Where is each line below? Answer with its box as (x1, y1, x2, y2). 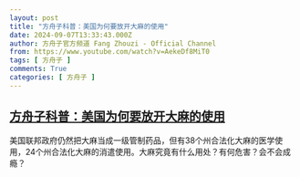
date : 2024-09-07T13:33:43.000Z (9, 30, 132, 39)
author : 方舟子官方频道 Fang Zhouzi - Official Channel (9, 38, 217, 48)
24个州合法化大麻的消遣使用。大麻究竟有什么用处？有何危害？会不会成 (25, 146, 292, 157)
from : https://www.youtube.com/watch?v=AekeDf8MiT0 (9, 47, 210, 57)
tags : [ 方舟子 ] (9, 56, 71, 65)
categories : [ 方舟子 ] (9, 73, 96, 82)
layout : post (9, 13, 59, 23)
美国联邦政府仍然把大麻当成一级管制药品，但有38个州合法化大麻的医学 (9, 134, 275, 146)
